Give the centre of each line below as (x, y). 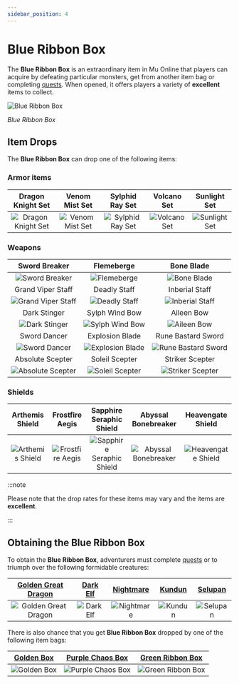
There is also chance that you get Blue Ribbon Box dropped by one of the (116, 633)
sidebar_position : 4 (38, 14)
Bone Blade (190, 266)
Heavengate (206, 415)
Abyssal (154, 415)
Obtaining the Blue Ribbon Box (76, 542)
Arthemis (28, 415)
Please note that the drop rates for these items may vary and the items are (116, 499)
